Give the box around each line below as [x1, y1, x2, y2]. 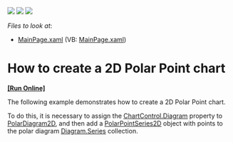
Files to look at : [7, 21, 53, 30]
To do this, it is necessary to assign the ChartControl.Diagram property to [7, 111, 223, 120]
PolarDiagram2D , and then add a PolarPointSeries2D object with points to [7, 118, 223, 128]
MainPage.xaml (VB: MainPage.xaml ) [17, 36, 127, 44]
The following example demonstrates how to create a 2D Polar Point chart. [7, 97, 226, 106]
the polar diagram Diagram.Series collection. [7, 126, 138, 135]
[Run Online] [7, 83, 46, 92]
